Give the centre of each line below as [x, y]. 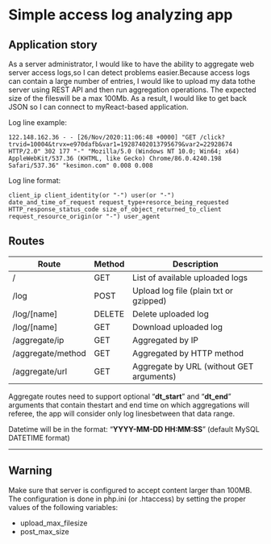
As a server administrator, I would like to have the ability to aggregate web [131, 64]
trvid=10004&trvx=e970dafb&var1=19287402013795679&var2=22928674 [120, 144]
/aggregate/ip [38, 340]
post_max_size [45, 531]
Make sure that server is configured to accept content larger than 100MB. [130, 490]
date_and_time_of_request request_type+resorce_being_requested [119, 203]
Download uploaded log [178, 327]
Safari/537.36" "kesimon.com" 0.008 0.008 [81, 165]
